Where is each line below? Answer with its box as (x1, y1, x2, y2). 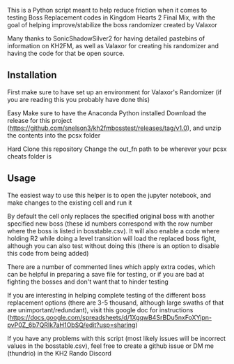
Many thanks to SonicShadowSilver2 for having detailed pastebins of (7, 34, 205, 43)
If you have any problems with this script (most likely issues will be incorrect (7, 334, 226, 342)
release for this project (7, 116, 72, 124)
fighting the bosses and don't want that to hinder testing (7, 277, 169, 286)
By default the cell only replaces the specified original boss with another (7, 212, 214, 220)
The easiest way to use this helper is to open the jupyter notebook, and (7, 191, 211, 199)
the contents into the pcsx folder (7, 131, 101, 139)
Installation (7, 69, 57, 81)
